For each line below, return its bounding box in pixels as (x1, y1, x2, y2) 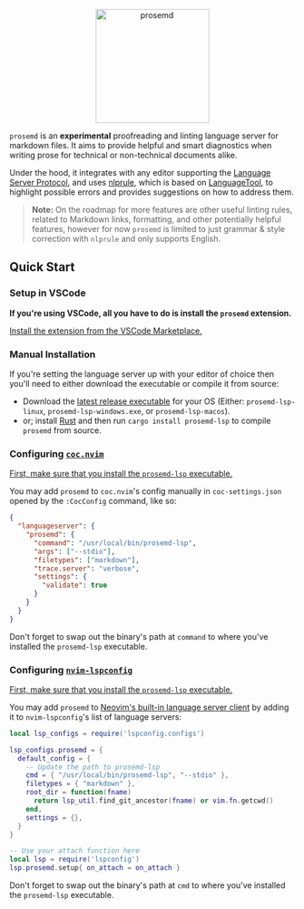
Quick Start (9, 259, 75, 275)
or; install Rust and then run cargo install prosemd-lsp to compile (22, 415, 271, 426)
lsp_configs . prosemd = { (9, 745, 103, 754)
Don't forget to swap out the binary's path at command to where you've (9, 631, 269, 641)
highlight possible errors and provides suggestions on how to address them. (9, 187, 295, 197)
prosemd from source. (22, 424, 102, 436)
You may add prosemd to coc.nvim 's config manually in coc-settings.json (9, 486, 282, 497)
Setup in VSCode (9, 287, 86, 299)
